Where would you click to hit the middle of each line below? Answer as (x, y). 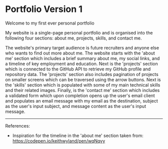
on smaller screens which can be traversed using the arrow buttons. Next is (83, 79)
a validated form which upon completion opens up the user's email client (80, 95)
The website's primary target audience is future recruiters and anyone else (82, 47)
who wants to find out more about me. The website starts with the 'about (80, 53)
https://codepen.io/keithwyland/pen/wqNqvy (59, 140)
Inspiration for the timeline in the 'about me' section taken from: (78, 135)
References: (17, 125)
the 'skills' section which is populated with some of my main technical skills (83, 85)
